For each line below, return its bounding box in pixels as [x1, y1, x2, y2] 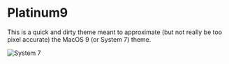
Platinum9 [7, 5, 68, 21]
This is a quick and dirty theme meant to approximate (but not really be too [7, 28, 222, 36]
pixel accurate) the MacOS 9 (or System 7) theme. [7, 35, 152, 43]
